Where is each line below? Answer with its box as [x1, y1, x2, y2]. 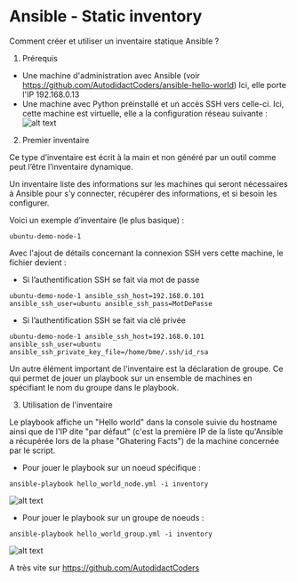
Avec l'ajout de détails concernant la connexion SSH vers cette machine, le [9, 247, 284, 258]
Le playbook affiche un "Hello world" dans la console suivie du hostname [9, 416, 277, 427]
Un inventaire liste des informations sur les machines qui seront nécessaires [9, 178, 288, 189]
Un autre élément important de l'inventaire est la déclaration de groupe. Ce [9, 363, 284, 374]
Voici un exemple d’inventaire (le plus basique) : [9, 214, 185, 225]
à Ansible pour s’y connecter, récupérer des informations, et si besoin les [9, 188, 277, 198]
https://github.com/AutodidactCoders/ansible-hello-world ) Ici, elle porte [21, 79, 287, 90]
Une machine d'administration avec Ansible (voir [21, 69, 200, 81]
